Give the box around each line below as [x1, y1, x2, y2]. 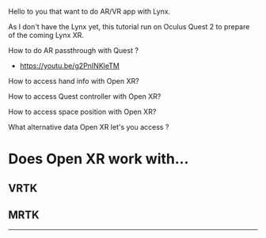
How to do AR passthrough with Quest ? [8, 46, 139, 55]
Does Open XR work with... [8, 150, 189, 168]
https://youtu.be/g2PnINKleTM [19, 61, 120, 70]
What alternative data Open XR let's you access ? [8, 123, 169, 131]
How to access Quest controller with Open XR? [8, 92, 161, 101]
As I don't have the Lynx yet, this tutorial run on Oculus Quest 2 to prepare [8, 22, 250, 31]
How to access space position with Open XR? [8, 107, 157, 116]
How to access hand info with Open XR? [8, 77, 140, 85]
